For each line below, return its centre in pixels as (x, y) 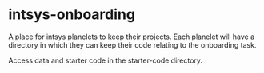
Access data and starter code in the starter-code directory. (105, 60)
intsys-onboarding (72, 15)
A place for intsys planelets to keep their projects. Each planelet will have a (131, 36)
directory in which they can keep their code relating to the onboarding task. (132, 44)
